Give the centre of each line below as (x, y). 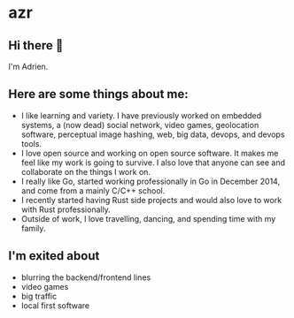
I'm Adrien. (28, 66)
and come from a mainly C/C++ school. (93, 190)
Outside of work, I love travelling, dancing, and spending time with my (148, 218)
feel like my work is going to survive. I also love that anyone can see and (153, 163)
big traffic (39, 296)
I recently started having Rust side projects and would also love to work (151, 200)
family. (33, 228)
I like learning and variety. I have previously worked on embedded (141, 115)
